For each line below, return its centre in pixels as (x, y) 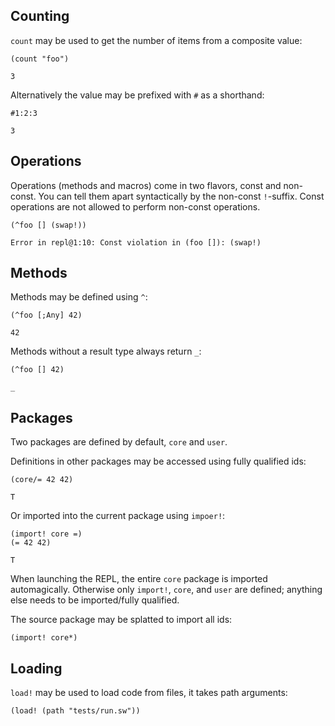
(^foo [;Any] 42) (46, 315)
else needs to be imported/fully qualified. (95, 600)
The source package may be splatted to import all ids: (121, 620)
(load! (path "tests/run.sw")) (75, 711)
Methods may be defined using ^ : (79, 297)
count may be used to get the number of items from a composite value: (156, 40)
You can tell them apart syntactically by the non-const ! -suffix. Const (181, 196)
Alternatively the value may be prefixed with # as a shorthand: (137, 95)
